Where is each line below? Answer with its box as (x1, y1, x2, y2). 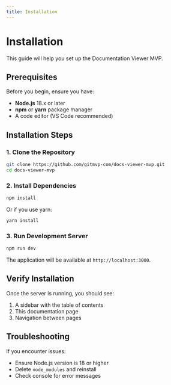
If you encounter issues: (6, 347, 66, 355)
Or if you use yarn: (6, 206, 52, 213)
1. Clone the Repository (6, 148, 75, 156)
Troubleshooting (6, 331, 70, 342)
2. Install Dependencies (6, 181, 77, 189)
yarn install (6, 217, 39, 223)
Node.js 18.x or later (14, 100, 65, 107)
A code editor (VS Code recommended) (14, 112, 113, 120)
